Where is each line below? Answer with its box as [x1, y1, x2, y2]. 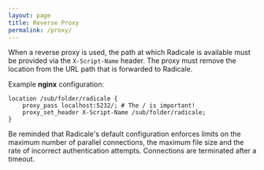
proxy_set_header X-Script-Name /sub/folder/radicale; [22, 109, 206, 116]
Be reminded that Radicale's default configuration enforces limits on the [8, 129, 242, 139]
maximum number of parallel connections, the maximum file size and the [8, 138, 244, 147]
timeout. [8, 154, 35, 164]
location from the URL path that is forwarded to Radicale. [8, 65, 193, 74]
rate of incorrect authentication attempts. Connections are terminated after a [8, 146, 257, 156]
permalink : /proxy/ [8, 26, 73, 34]
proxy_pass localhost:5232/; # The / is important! [22, 102, 195, 110]
